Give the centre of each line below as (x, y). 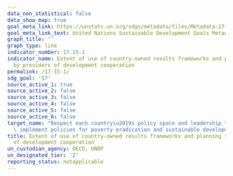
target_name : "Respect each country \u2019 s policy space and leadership (114, 123)
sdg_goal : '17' (29, 78)
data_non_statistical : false (49, 14)
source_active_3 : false (42, 98)
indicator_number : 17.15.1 (46, 53)
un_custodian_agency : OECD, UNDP (55, 149)
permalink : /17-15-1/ (38, 71)
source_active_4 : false (42, 104)
